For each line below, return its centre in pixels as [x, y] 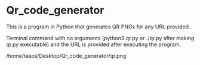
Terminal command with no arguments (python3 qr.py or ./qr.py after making [100, 38]
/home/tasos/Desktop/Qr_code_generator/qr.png [66, 56]
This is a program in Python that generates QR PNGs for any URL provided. [98, 27]
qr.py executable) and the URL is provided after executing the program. [93, 44]
